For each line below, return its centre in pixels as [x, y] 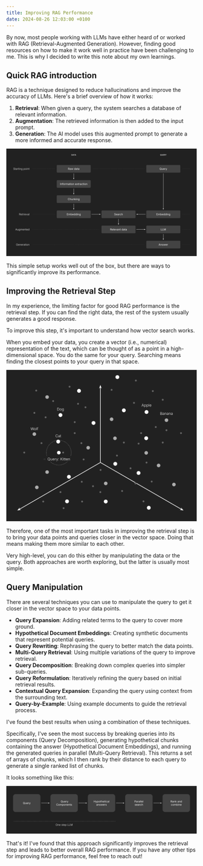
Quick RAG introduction [52, 75]
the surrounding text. [41, 697]
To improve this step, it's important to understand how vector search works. [101, 330]
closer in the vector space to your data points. [63, 608]
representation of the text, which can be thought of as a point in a [88, 349]
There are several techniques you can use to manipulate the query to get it [99, 602]
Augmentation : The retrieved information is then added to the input [99, 121]
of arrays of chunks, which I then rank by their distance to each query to [96, 759]
